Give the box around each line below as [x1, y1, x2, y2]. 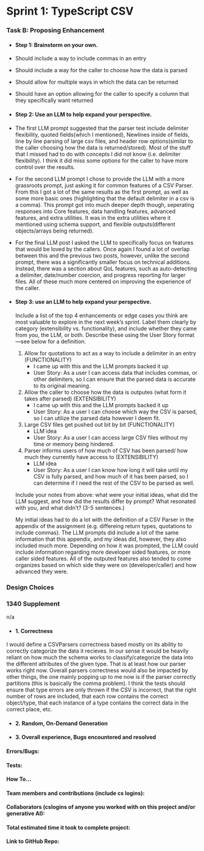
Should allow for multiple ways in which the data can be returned [15, 78, 178, 86]
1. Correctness [15, 627, 53, 634]
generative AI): [6, 810, 45, 817]
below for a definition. [31, 338, 86, 345]
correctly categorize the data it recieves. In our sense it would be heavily [6, 647, 189, 654]
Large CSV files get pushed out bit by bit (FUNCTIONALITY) [24, 421, 175, 428]
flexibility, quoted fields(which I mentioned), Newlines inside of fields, [15, 131, 190, 138]
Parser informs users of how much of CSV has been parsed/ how [24, 447, 188, 454]
